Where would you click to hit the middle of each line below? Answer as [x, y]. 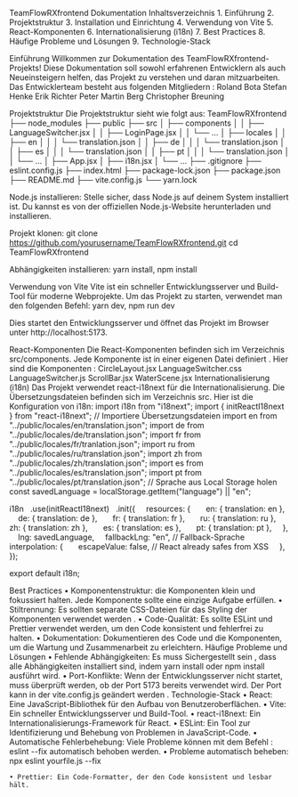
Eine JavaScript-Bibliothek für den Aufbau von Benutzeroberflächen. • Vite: [148, 704]
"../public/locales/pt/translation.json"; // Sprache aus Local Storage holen [143, 482]
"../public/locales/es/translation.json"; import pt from [106, 472]
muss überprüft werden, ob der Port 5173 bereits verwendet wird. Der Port [145, 685]
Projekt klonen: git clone [53, 233]
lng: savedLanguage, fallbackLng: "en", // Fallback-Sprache [131, 537]
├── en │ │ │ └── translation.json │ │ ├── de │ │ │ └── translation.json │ [147, 142]
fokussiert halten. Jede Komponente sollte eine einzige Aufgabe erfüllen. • [146, 600]
